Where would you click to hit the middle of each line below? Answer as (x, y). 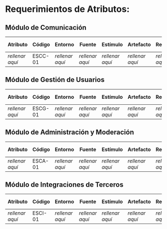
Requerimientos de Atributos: (68, 9)
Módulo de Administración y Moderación (70, 132)
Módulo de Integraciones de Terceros (64, 185)
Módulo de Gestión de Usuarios (55, 80)
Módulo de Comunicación (46, 28)
